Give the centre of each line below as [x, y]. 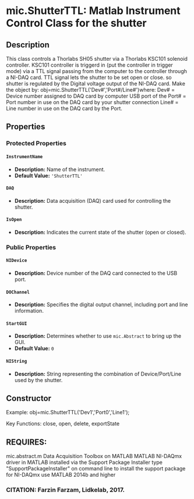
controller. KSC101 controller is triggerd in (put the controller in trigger [89, 65]
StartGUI [17, 323]
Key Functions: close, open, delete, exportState [63, 424]
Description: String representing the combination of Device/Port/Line [98, 374]
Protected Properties [36, 143]
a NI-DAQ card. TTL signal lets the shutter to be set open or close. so [89, 77]
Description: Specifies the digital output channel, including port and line [101, 304]
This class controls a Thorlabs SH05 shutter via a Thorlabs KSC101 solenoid [97, 59]
